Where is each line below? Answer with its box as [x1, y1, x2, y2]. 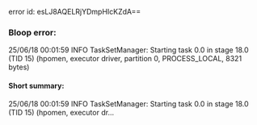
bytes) [8, 62, 30, 72]
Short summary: [8, 81, 65, 90]
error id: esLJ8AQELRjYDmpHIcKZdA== [8, 7, 141, 16]
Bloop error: [8, 27, 57, 38]
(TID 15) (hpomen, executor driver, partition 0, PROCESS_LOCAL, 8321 [8, 54, 242, 64]
